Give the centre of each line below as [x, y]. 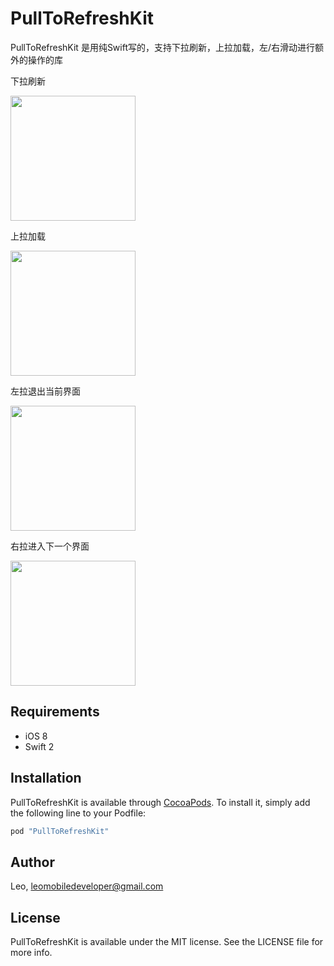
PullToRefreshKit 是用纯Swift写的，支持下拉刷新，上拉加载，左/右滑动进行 [163, 47]
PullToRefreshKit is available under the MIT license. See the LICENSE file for [167, 942]
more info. [31, 953]
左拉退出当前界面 [45, 391]
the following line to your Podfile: [78, 813]
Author [32, 862]
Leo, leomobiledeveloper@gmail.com [87, 886]
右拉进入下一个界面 [50, 546]
